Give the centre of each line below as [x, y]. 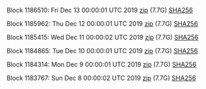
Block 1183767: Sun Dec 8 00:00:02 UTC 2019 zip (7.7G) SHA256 [101, 78]
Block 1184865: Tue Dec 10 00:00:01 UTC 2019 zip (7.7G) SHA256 [102, 51]
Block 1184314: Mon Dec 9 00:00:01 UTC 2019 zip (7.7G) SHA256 [102, 64]
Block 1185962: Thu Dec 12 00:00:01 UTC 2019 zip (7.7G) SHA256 [103, 23]
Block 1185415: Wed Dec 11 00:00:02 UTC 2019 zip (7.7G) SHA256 [103, 37]
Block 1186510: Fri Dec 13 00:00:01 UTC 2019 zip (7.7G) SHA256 [100, 10]
